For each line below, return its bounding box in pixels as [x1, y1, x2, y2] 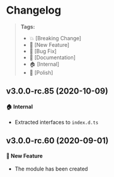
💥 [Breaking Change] [29, 34, 82, 41]
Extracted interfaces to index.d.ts [14, 118, 99, 125]
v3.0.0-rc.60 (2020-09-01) [6, 136, 109, 146]
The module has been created [14, 165, 89, 172]
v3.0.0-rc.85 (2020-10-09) [6, 86, 108, 96]
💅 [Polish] [29, 69, 53, 76]
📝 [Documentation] [29, 54, 76, 61]
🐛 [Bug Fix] [29, 47, 57, 54]
